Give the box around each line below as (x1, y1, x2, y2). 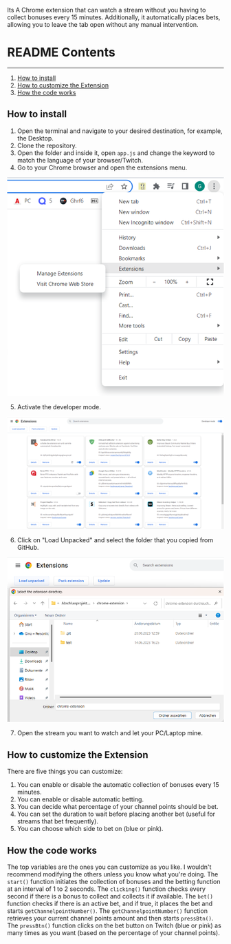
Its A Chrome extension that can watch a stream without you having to (7, 6, 206, 14)
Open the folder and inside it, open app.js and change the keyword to (16, 148, 215, 157)
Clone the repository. (16, 141, 77, 150)
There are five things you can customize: (7, 768, 123, 776)
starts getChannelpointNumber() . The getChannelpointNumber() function (7, 907, 208, 915)
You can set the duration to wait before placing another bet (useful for (16, 810, 215, 819)
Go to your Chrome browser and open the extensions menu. (16, 163, 188, 172)
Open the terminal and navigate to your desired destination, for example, (16, 127, 223, 135)
